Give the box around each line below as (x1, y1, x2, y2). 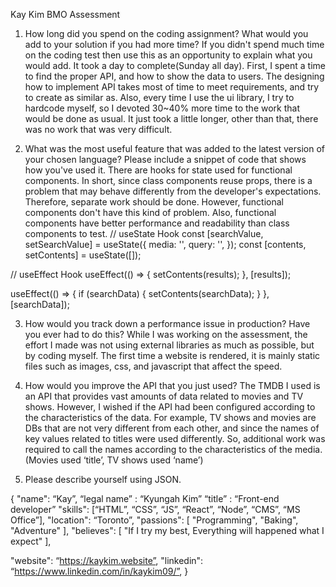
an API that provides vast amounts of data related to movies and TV (24, 390, 304, 402)
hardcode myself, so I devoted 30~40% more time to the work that (24, 102, 300, 114)
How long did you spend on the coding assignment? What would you (24, 28, 309, 39)
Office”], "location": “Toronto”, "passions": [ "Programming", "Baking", (10, 514, 299, 526)
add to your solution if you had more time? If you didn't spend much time (24, 39, 325, 50)
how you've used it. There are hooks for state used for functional (24, 164, 293, 176)
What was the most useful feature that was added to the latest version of (24, 143, 326, 154)
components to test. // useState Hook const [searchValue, (24, 228, 264, 239)
